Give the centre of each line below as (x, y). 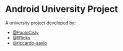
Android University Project (62, 9)
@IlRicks (21, 38)
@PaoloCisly (25, 32)
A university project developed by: (40, 23)
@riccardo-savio (30, 43)
